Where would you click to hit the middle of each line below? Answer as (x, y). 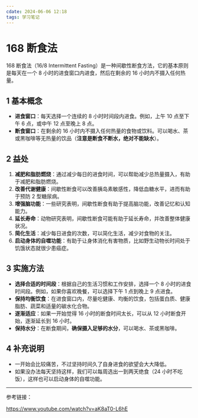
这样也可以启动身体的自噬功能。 (66, 378)
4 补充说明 (25, 349)
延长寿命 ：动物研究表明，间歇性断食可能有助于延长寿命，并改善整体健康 (102, 219)
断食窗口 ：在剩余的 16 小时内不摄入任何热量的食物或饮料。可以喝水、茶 (101, 131)
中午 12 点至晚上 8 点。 (69, 124)
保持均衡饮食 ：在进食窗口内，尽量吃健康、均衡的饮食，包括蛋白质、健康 (102, 299)
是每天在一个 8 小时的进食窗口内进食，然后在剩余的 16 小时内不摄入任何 (93, 73)
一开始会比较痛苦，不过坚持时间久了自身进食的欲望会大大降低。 (92, 364)
